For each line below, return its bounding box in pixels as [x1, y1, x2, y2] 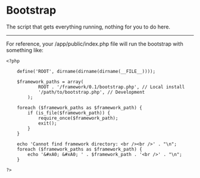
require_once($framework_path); [37, 115, 118, 121]
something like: [6, 46, 43, 53]
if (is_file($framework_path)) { [27, 110, 111, 116]
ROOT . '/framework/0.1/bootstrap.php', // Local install [37, 84, 185, 90]
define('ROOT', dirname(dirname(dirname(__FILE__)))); [17, 68, 156, 74]
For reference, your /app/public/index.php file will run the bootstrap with [6, 40, 183, 47]
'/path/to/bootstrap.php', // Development [37, 89, 145, 95]
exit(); [37, 120, 58, 126]
